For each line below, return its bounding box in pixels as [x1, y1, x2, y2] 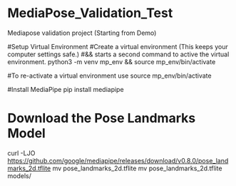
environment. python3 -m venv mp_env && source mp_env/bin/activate [7, 57, 216, 66]
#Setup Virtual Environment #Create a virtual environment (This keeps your [7, 42, 228, 51]
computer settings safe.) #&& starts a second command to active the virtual [7, 50, 230, 58]
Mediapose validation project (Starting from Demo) [7, 29, 157, 37]
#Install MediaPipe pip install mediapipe [7, 85, 124, 93]
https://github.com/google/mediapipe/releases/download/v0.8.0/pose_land [7, 156, 229, 165]
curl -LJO [7, 148, 36, 157]
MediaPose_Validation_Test [7, 5, 173, 21]
